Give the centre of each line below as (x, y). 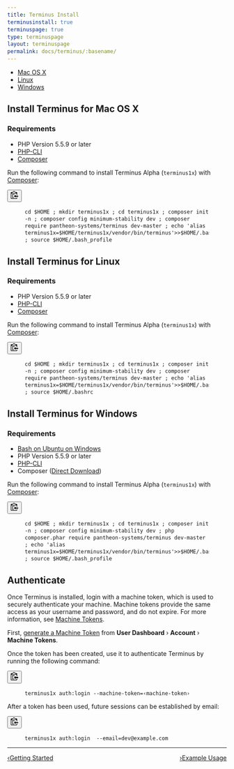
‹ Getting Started (30, 758)
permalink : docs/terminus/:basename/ (62, 52)
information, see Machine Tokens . (56, 619)
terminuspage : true (36, 29)
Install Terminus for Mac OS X (73, 109)
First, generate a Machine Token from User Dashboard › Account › (103, 633)
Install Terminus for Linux (64, 261)
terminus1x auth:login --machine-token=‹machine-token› (107, 693)
